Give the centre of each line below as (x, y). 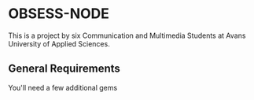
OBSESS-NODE (59, 14)
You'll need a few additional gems (63, 87)
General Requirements (64, 69)
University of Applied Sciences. (59, 43)
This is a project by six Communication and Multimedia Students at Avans (127, 35)
